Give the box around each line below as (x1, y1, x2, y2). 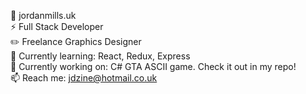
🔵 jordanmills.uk (10, 10, 77, 21)
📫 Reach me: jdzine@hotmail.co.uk (10, 72, 158, 84)
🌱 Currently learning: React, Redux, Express (10, 50, 191, 62)
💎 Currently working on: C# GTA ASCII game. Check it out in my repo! (10, 61, 297, 72)
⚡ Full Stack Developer (10, 21, 104, 32)
